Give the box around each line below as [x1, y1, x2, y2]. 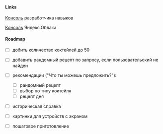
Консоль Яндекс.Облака [5, 25, 57, 31]
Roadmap [5, 36, 26, 42]
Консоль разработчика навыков [5, 15, 74, 21]
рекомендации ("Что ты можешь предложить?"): [12, 72, 117, 78]
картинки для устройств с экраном [12, 113, 88, 119]
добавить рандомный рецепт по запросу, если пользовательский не [12, 57, 159, 63]
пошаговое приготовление [12, 123, 70, 129]
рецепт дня [19, 93, 44, 99]
